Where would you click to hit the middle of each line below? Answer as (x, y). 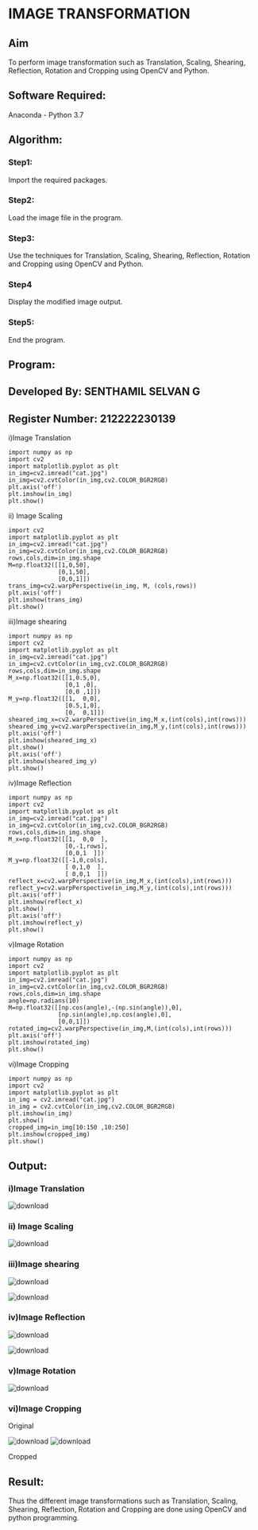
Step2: (21, 200)
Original (21, 1426)
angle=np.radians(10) (44, 1001)
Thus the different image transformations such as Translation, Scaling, (123, 1501)
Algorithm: (35, 140)
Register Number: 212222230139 (92, 418)
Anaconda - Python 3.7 (46, 114)
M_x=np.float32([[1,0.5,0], (55, 678)
